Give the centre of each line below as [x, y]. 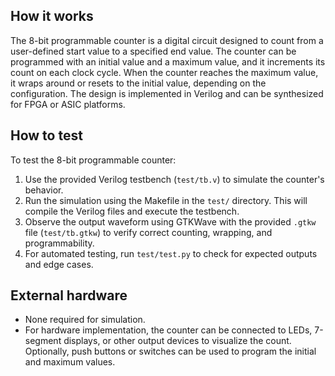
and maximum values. [70, 362]
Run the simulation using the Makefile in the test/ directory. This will [166, 200]
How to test [46, 135]
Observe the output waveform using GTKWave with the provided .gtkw [170, 221]
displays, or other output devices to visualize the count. [177, 341]
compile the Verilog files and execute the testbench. [132, 211]
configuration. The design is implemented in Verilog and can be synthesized [167, 93]
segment [43, 341]
